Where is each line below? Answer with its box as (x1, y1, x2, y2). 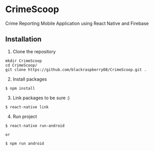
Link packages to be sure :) (12, 95, 70, 101)
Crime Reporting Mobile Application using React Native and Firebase (5, 20, 149, 26)
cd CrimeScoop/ (5, 62, 38, 68)
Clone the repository (12, 48, 56, 54)
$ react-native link (5, 104, 49, 109)
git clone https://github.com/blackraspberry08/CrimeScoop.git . (5, 67, 146, 72)
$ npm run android (5, 141, 44, 146)
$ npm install (5, 86, 36, 91)
